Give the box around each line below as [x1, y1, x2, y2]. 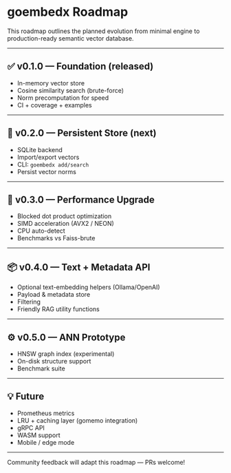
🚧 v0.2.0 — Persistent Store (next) [7, 127, 157, 139]
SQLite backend [16, 145, 63, 154]
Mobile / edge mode [16, 438, 75, 446]
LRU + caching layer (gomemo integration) [16, 416, 138, 424]
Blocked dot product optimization [16, 212, 112, 220]
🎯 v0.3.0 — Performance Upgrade [7, 193, 155, 205]
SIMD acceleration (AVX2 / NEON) [16, 220, 115, 228]
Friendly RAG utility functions [16, 305, 100, 313]
